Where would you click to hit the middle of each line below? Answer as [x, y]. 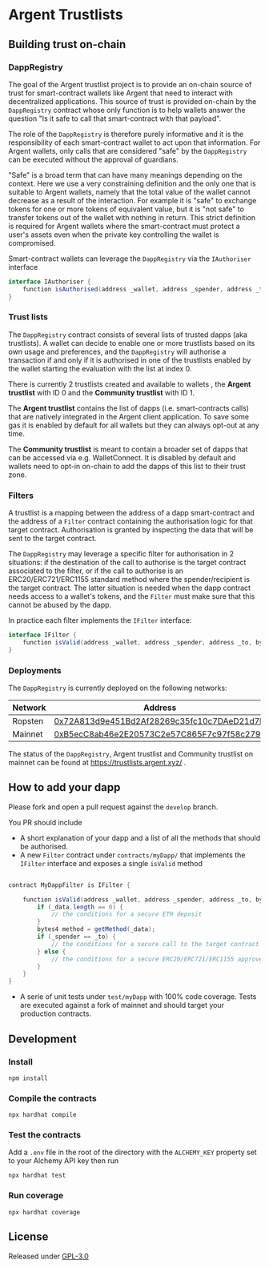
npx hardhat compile [43, 1115]
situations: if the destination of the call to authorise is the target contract [127, 563]
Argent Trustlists [66, 15]
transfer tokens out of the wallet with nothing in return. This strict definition [132, 217]
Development [43, 1039]
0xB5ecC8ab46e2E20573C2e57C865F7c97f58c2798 [160, 734]
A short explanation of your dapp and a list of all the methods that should [140, 837]
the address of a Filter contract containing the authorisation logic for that [131, 521]
